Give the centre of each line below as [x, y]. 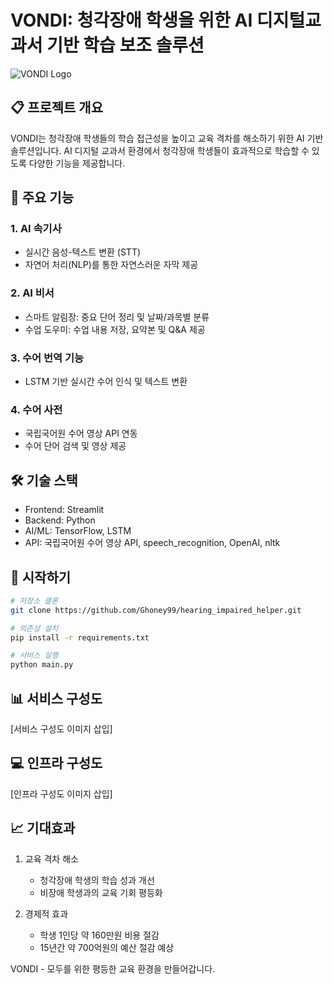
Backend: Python [60, 520]
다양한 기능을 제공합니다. [77, 163]
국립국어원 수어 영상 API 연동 [81, 433]
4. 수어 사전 [36, 409]
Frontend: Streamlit [64, 510]
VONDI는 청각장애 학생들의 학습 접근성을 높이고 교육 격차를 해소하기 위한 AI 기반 [167, 138]
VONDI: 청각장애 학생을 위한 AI [131, 20]
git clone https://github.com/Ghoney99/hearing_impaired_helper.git [156, 610]
